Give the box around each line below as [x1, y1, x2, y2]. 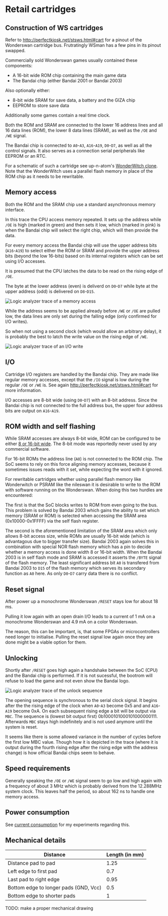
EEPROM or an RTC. [5, 153, 47, 159]
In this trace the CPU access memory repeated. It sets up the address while [5, 216, 161, 222]
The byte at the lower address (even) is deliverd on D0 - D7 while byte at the [5, 283, 158, 289]
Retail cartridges [5, 4, 76, 15]
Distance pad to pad [8, 859, 56, 866]
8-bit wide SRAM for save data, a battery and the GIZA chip [12, 97, 135, 103]
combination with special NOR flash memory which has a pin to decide [5, 544, 151, 550]
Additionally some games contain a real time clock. [5, 112, 110, 118]
